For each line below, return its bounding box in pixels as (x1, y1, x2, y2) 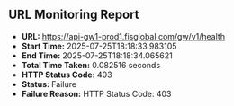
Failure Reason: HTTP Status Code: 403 (21, 88, 172, 99)
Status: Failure (21, 78, 77, 89)
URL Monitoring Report (8, 7, 140, 22)
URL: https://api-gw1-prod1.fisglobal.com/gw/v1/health (21, 31, 226, 41)
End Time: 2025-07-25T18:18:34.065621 (21, 49, 173, 61)
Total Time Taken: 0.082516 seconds (21, 59, 161, 70)
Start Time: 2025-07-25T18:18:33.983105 (21, 40, 177, 51)
